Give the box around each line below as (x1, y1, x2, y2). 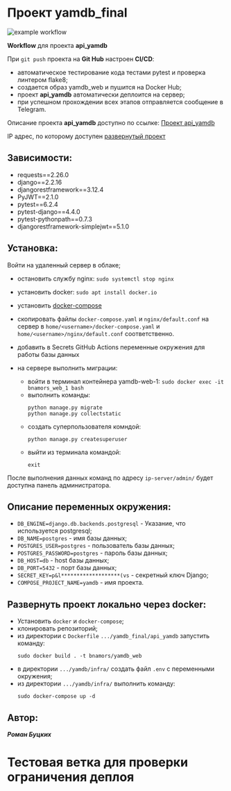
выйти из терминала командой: (27, 448, 121, 456)
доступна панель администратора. (7, 481, 111, 489)
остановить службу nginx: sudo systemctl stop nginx (17, 274, 175, 283)
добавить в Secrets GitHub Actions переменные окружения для (17, 342, 205, 351)
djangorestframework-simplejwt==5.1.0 (17, 222, 130, 231)
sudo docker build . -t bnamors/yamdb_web (17, 653, 142, 660)
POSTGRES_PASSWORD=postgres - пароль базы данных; (17, 549, 168, 557)
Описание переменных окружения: (7, 501, 171, 513)
